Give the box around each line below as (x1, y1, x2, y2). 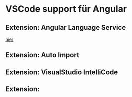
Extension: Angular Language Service (5, 23, 126, 32)
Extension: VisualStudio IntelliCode (5, 68, 118, 76)
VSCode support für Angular (5, 3, 127, 15)
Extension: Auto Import (5, 51, 79, 59)
